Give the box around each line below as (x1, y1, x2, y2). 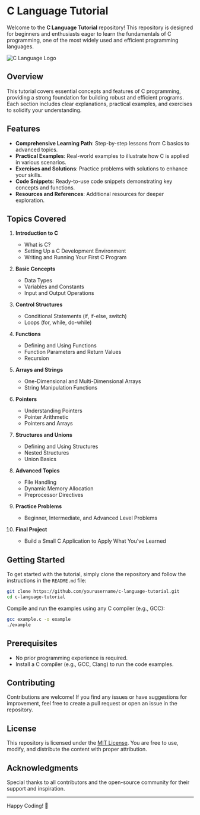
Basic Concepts (15, 265, 56, 272)
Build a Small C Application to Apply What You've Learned (24, 537, 167, 545)
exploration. (15, 197, 45, 204)
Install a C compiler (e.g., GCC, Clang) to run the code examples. (15, 660, 174, 668)
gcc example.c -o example (7, 616, 71, 622)
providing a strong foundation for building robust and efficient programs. (7, 94, 185, 101)
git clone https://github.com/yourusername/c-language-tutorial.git (7, 589, 180, 595)
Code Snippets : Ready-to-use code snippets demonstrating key (15, 178, 173, 185)
